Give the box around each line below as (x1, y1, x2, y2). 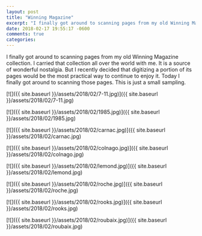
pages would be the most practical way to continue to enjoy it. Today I (6, 73, 180, 79)
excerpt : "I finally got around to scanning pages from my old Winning (6, 20, 189, 26)
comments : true (6, 31, 44, 37)
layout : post (6, 8, 39, 15)
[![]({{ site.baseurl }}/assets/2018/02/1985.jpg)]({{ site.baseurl (6, 109, 161, 115)
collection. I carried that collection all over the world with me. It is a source (6, 59, 191, 67)
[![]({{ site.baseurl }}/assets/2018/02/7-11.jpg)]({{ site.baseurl (6, 91, 158, 97)
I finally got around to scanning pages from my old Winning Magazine (6, 53, 179, 60)
